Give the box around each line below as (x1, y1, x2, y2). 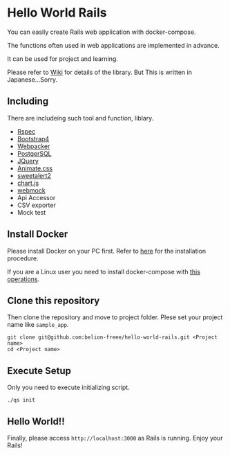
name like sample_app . (7, 321, 69, 329)
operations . (7, 275, 40, 283)
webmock (17, 186, 46, 195)
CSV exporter (17, 201, 57, 209)
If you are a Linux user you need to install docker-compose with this (7, 267, 200, 276)
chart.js (17, 179, 39, 187)
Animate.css (17, 164, 53, 172)
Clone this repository (7, 294, 100, 306)
